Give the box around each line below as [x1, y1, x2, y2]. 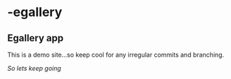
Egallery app [7, 32, 64, 44]
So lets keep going [7, 64, 61, 72]
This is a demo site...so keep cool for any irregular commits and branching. [7, 50, 225, 59]
